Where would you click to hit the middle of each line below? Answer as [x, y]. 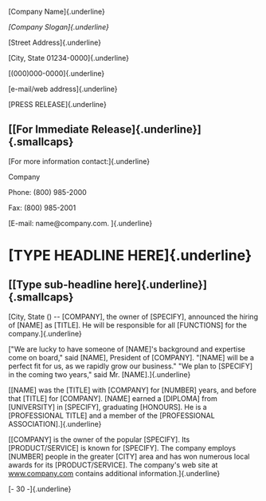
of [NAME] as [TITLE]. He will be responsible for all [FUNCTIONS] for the [127, 325]
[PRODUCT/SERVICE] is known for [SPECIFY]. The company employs [122, 447]
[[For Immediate [49, 130]
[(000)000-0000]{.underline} [57, 74]
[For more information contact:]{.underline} [79, 161]
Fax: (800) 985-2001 [42, 208]
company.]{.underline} [45, 333]
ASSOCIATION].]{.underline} [55, 423]
